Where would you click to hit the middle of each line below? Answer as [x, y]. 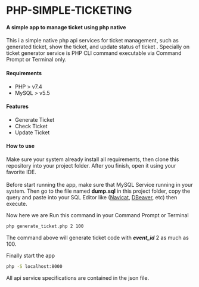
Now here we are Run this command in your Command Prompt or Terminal [97, 215]
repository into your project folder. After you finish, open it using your [91, 166]
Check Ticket [31, 126]
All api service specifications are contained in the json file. [78, 277]
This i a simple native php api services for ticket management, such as [92, 41]
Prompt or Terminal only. [36, 60]
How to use [20, 146]
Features [17, 107]
